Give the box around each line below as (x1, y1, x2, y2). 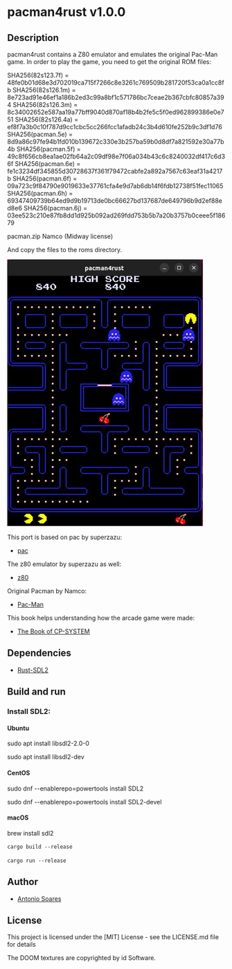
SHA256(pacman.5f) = (16, 145, 81, 153)
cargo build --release (7, 843, 73, 850)
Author (7, 876, 38, 888)
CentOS (7, 768, 30, 777)
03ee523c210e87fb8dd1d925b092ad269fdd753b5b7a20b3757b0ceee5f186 (7, 211, 226, 220)
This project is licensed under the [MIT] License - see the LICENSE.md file (7, 933, 220, 941)
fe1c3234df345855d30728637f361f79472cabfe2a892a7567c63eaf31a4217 (7, 167, 223, 175)
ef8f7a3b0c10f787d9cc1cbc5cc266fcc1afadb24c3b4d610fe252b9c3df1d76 (7, 123, 223, 131)
